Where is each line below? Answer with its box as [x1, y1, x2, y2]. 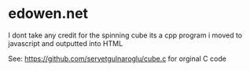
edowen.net [8, 5, 89, 23]
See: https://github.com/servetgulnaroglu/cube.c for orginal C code [8, 54, 226, 63]
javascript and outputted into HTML [8, 38, 123, 48]
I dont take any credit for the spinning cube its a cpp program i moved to [8, 30, 242, 40]
